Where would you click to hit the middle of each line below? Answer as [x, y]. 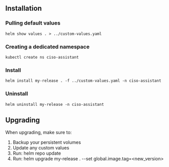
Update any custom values [41, 148]
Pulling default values [33, 23]
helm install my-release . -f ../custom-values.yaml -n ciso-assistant [83, 81]
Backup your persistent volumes [47, 142]
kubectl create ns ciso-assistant [42, 57]
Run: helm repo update [37, 153]
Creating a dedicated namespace [47, 47]
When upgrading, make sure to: [39, 133]
